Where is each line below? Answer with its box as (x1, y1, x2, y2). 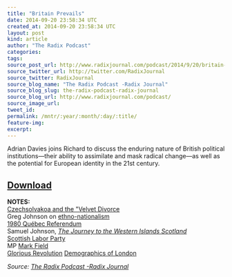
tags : (7, 55, 23, 62)
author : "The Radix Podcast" (7, 42, 91, 49)
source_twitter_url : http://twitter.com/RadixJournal (7, 68, 166, 75)
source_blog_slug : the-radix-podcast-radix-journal (7, 87, 159, 94)
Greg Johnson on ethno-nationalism (7, 212, 110, 221)
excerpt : (7, 126, 32, 133)
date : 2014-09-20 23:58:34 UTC (7, 17, 97, 23)
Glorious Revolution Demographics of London (7, 249, 137, 258)
